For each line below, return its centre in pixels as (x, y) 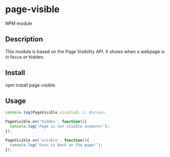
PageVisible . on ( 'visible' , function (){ (47, 140)
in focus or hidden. (25, 57)
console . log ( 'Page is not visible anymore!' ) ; (60, 127)
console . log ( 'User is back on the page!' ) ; (56, 145)
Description (24, 39)
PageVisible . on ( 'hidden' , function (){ (46, 122)
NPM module (19, 23)
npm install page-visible (30, 85)
